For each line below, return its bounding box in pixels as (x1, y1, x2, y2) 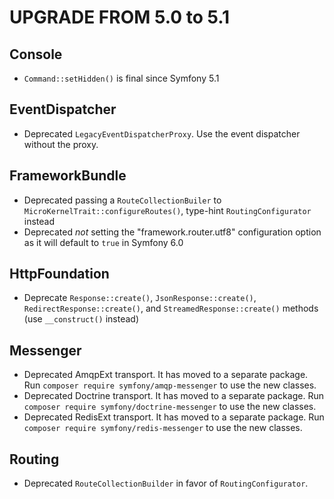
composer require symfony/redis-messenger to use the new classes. (23, 422, 303, 434)
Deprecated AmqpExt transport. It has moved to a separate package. (23, 369, 309, 381)
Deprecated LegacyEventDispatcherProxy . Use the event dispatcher (23, 127, 301, 140)
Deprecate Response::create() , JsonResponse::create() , (23, 292, 257, 304)
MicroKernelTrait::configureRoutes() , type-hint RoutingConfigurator (23, 204, 312, 216)
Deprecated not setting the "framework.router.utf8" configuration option (23, 226, 322, 238)
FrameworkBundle (9, 167, 127, 185)
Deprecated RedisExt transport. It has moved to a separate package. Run (23, 411, 325, 423)
